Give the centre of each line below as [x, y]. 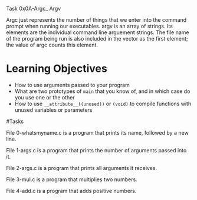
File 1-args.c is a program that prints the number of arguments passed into [96, 150]
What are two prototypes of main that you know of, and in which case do [102, 91]
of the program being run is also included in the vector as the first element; [97, 39]
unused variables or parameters [53, 110]
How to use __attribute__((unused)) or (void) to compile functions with [103, 104]
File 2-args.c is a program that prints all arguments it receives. [82, 168]
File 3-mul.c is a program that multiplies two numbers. [72, 179]
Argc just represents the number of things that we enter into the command [96, 20]
